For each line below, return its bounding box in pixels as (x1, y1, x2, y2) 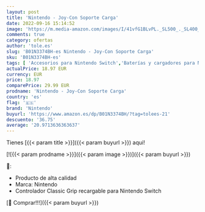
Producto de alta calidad (15, 174, 77, 182)
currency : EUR (6, 71, 43, 77)
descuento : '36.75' (6, 116, 56, 122)
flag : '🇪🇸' (6, 99, 37, 105)
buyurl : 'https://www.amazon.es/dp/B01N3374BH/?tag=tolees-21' (6, 111, 171, 117)
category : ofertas (6, 37, 53, 43)
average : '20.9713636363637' (6, 122, 81, 129)
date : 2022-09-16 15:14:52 (6, 20, 75, 26)
